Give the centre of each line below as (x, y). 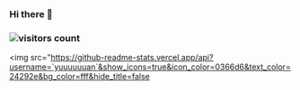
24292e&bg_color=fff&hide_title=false (79, 77)
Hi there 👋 (31, 14)
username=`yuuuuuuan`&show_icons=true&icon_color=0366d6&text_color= (150, 67)
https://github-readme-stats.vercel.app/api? (132, 58)
